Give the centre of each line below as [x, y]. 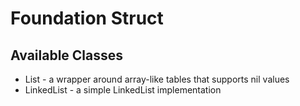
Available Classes [67, 55]
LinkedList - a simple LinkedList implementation [123, 90]
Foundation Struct [87, 18]
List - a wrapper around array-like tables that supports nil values [157, 79]
